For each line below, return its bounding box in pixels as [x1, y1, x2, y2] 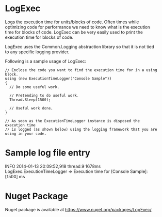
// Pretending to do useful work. [9, 93, 79, 98]
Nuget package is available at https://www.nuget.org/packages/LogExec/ [5, 206, 152, 212]
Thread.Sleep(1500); [9, 97, 51, 102]
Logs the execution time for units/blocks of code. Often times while [5, 19, 139, 25]
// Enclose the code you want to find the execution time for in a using [5, 67, 158, 73]
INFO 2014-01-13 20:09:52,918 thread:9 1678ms [5, 163, 101, 169]
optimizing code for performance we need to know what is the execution [5, 24, 150, 30]
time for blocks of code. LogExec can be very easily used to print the [5, 29, 143, 35]
